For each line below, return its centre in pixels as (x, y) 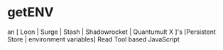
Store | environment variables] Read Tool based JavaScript (93, 39)
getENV (31, 12)
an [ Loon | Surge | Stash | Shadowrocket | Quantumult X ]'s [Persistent (112, 32)
